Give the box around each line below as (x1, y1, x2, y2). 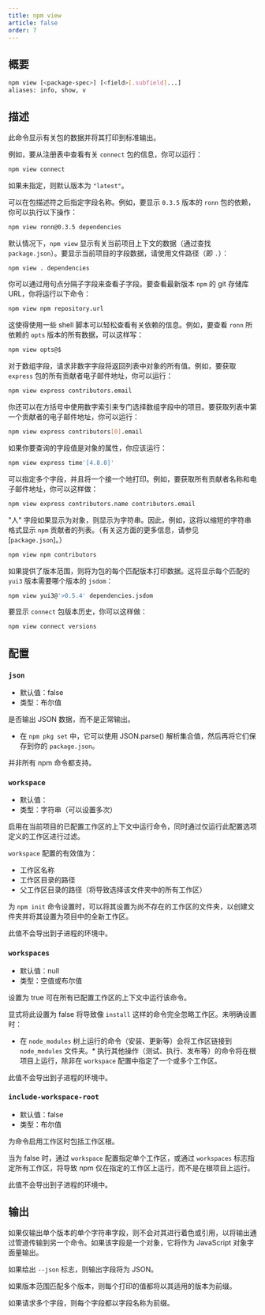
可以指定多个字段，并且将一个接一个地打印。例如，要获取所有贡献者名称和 (8, 474, 250, 483)
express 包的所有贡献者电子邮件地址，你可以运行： (8, 371, 174, 380)
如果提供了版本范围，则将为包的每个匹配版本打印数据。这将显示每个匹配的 (8, 566, 250, 576)
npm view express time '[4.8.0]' (8, 459, 114, 467)
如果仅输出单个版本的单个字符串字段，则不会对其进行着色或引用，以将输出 (8, 1227, 250, 1238)
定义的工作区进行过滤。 (8, 832, 84, 841)
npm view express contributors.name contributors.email (8, 500, 196, 508)
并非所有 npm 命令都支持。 (8, 758, 96, 767)
